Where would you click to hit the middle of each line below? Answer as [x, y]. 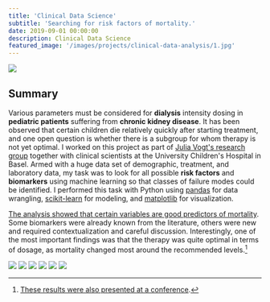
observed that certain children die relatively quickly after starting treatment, [133, 130]
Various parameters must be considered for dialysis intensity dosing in [126, 113]
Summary [33, 93]
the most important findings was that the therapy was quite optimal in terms [134, 239]
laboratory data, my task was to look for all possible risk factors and [121, 172]
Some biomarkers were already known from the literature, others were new [133, 222]
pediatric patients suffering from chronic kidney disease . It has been [124, 121]
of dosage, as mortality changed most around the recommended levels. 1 [128, 249]
